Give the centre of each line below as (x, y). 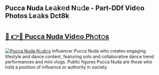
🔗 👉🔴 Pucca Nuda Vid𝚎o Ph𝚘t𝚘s (57, 37)
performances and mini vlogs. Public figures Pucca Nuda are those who (79, 62)
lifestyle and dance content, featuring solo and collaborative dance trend (79, 56)
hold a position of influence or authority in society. (57, 67)
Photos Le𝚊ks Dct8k (37, 16)
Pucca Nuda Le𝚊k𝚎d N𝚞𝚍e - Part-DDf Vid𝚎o (75, 8)
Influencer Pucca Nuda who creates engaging (99, 51)
